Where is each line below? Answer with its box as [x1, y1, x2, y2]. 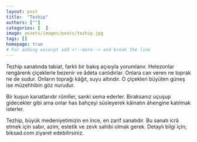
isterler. [6, 105, 25, 112]
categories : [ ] [6, 25, 49, 31]
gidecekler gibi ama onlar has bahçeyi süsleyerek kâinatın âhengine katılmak [6, 99, 191, 106]
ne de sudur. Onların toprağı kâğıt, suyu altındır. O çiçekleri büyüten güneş [6, 75, 186, 82]
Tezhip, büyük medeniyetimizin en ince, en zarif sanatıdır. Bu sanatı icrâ [6, 117, 179, 124]
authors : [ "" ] [6, 19, 41, 25]
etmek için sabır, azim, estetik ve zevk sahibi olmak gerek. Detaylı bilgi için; [6, 123, 187, 130]
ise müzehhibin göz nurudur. [6, 82, 75, 89]
